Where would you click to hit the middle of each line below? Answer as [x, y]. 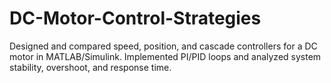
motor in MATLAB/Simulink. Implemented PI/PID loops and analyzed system [165, 56]
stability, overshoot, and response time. [90, 67]
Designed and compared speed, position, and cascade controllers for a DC [163, 46]
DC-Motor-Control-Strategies [135, 18]
